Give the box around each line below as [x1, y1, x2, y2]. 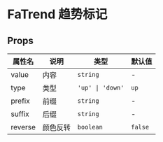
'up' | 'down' [77, 84, 125, 92]
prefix [10, 96, 30, 106]
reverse [10, 122, 36, 132]
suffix [10, 109, 29, 119]
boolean [77, 123, 103, 131]
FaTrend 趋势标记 [7, 6, 108, 22]
